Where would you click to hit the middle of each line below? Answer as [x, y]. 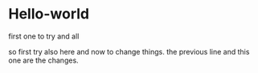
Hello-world [49, 14]
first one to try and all [44, 36]
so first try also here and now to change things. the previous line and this [129, 51]
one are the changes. [43, 60]
